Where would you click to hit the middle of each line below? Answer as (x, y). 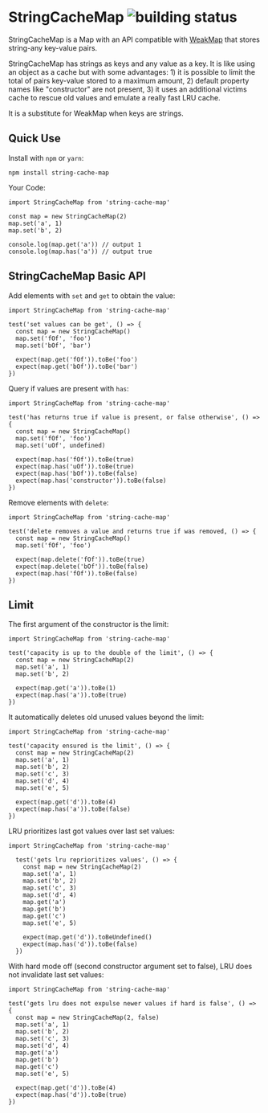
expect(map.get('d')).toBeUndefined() (87, 937)
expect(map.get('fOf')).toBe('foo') (77, 359)
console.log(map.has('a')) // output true (80, 252)
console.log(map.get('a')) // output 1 (75, 244)
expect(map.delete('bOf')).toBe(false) (82, 567)
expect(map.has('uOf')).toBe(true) (75, 466)
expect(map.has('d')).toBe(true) (71, 1095)
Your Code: (27, 187)
